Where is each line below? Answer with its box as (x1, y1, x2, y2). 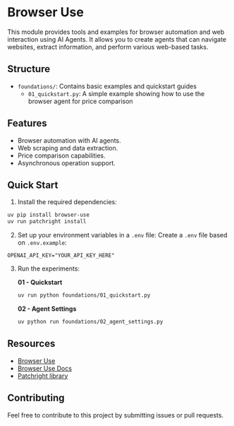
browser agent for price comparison (27, 97, 133, 105)
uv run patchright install (7, 218, 87, 225)
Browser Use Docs (17, 364, 73, 372)
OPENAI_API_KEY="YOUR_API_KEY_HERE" (7, 252, 115, 259)
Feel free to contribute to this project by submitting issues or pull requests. (7, 410, 224, 419)
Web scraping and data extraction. (17, 143, 118, 152)
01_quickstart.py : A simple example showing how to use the (27, 89, 205, 97)
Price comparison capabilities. (17, 151, 106, 160)
